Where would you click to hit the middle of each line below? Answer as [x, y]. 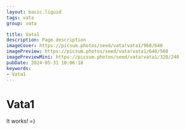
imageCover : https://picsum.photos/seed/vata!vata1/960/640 [85, 46]
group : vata [21, 23]
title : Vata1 [23, 34]
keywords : [19, 68]
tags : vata [20, 18]
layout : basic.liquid [34, 12]
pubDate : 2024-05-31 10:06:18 [45, 63]
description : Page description [46, 40]
